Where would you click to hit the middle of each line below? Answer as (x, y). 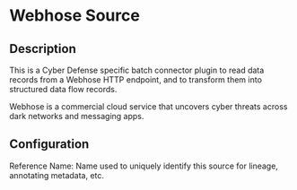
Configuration (49, 144)
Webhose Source (75, 16)
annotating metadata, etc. (57, 175)
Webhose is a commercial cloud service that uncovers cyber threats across (148, 107)
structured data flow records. (63, 89)
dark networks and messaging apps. (77, 116)
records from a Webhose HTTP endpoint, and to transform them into (136, 80)
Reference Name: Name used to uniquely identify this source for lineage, (144, 166)
